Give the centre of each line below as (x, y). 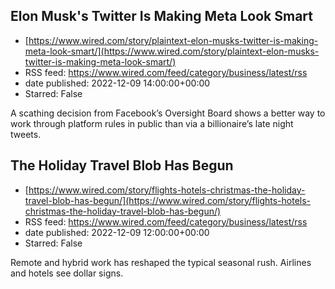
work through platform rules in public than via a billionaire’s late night (152, 123)
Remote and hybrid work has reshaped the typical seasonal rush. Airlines (161, 262)
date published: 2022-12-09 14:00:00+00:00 (117, 83)
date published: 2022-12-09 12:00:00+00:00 (117, 232)
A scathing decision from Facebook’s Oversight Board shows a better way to (168, 113)
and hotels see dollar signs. (67, 273)
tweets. (26, 134)
